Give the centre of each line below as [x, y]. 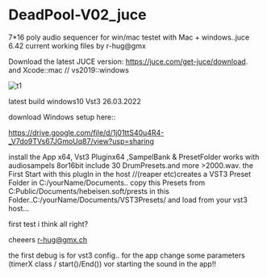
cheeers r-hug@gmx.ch [48, 239]
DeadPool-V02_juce [77, 15]
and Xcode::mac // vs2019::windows [69, 69]
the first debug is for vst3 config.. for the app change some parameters [127, 255]
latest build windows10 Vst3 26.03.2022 [75, 101]
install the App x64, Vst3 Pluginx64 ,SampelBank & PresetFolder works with [134, 157]
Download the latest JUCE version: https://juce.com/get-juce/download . [128, 61]
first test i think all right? [48, 224]
